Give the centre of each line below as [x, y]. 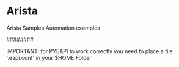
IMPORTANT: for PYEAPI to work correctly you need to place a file [89, 51]
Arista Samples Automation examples [53, 28]
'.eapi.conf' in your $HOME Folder [49, 57]
